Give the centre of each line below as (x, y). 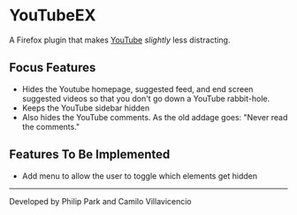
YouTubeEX (53, 15)
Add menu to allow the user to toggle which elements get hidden (140, 176)
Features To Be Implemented (90, 154)
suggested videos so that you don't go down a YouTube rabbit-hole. (146, 98)
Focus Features (53, 68)
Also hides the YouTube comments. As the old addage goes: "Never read (155, 117)
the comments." (51, 127)
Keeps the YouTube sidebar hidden (86, 108)
